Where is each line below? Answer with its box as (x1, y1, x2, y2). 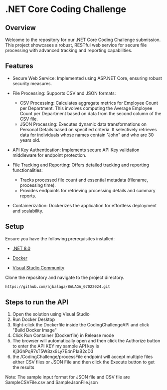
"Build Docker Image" (12, 327, 57, 333)
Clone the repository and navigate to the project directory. (5, 274, 125, 280)
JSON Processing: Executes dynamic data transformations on (19, 121, 147, 127)
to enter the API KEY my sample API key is (12, 343, 99, 349)
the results (12, 364, 35, 370)
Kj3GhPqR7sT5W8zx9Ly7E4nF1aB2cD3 (12, 348, 94, 354)
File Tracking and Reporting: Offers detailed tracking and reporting (12, 162, 150, 168)
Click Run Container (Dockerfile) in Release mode (12, 332, 114, 338)
